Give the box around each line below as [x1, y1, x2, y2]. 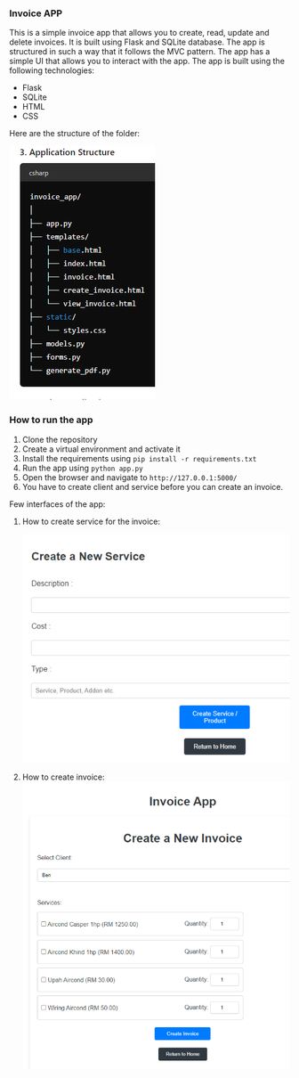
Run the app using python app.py [21, 462, 144, 473]
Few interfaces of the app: [9, 498, 106, 510]
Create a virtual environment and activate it [21, 444, 181, 454]
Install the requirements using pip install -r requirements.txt [21, 453, 257, 463]
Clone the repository [21, 434, 98, 445]
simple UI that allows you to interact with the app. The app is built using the [9, 56, 285, 67]
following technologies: [9, 65, 95, 76]
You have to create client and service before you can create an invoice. [21, 481, 284, 492]
